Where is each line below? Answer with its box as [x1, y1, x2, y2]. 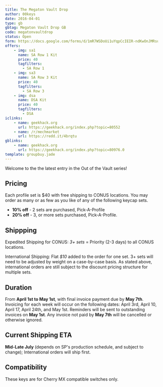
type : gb [5, 20, 23, 26]
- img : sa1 [14, 48, 36, 53]
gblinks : [5, 138, 23, 144]
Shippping [5, 226, 37, 234]
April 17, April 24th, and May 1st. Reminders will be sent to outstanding [5, 307, 145, 313]
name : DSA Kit [17, 98, 47, 103]
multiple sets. [5, 269, 32, 275]
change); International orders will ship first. [5, 349, 91, 355]
